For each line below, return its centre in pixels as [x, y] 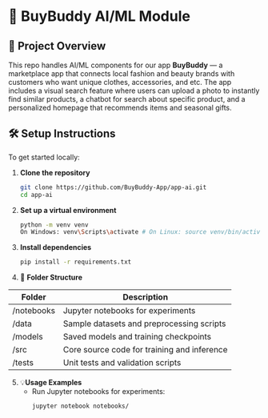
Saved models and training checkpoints [137, 337]
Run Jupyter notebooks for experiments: [98, 392]
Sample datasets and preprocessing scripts [144, 324]
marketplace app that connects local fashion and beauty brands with [122, 74]
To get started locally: [44, 157]
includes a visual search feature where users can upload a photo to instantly [134, 90]
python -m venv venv [54, 225]
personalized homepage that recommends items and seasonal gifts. [120, 108]
